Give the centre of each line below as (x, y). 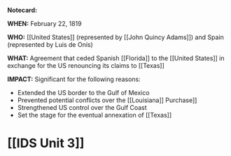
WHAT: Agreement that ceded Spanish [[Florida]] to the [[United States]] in (116, 58)
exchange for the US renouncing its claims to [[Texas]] (86, 65)
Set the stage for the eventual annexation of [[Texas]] (94, 115)
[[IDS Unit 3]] (46, 143)
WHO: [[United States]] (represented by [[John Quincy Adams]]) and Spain (115, 37)
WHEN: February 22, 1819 (44, 23)
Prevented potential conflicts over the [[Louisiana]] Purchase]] (107, 100)
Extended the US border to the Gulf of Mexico (83, 93)
